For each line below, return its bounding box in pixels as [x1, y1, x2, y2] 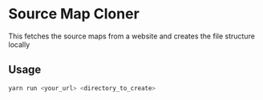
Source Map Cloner [8, 5, 140, 23]
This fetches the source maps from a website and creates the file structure [8, 31, 255, 41]
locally [8, 39, 30, 49]
